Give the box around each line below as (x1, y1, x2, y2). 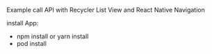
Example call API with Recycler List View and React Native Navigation (6, 6, 206, 14)
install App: (6, 19, 39, 27)
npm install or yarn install (16, 32, 89, 40)
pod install (16, 40, 47, 47)
